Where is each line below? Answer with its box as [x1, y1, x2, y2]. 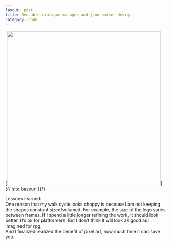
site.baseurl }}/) [12, 186, 45, 192]
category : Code [5, 17, 38, 22]
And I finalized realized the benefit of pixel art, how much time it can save [5, 229, 160, 235]
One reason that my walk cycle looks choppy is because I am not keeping [5, 201, 160, 208]
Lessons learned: [5, 196, 42, 202]
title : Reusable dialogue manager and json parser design [5, 12, 132, 17]
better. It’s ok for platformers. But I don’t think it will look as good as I [5, 217, 150, 223]
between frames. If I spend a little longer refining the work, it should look [5, 212, 159, 218]
